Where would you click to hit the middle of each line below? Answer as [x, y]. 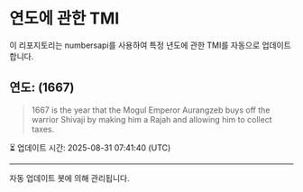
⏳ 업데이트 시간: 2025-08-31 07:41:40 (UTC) [90, 147]
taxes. [43, 129]
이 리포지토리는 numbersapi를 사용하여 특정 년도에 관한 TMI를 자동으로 [135, 45]
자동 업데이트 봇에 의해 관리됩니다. [69, 178]
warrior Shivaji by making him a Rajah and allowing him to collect [151, 119]
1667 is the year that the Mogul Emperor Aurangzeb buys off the [151, 110]
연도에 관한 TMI [64, 18]
